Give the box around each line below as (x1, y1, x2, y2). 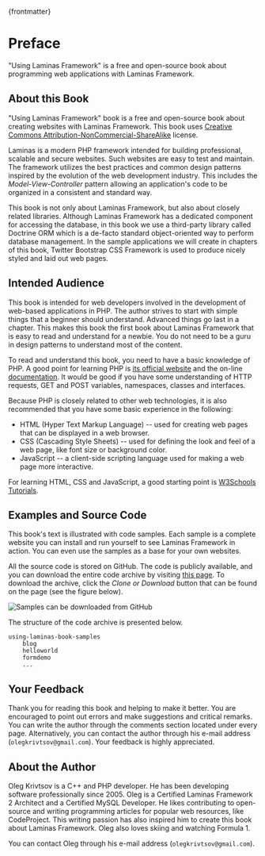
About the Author (8, 760, 97, 773)
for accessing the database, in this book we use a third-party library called (8, 220, 252, 229)
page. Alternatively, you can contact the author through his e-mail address (8, 729, 251, 739)
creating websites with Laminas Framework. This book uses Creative (8, 121, 233, 131)
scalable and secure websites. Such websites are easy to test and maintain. (8, 154, 255, 163)
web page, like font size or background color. (19, 444, 168, 455)
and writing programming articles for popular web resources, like (32, 807, 244, 816)
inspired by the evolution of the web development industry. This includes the (8, 171, 258, 180)
